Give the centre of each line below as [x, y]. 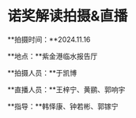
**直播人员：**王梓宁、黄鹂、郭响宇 [66, 89]
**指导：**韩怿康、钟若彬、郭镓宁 [63, 106]
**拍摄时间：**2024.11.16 [49, 39]
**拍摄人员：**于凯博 [42, 72]
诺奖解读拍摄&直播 [68, 16]
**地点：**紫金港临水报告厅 [53, 56]
